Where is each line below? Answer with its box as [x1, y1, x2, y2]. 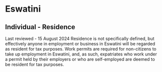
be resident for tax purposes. [5, 62, 64, 67]
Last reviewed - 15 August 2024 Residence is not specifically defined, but [5, 36, 155, 41]
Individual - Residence [5, 23, 75, 31]
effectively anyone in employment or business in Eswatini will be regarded [5, 41, 156, 47]
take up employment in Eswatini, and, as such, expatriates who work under [5, 51, 158, 57]
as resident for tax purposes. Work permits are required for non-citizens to [5, 46, 157, 52]
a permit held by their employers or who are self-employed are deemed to [5, 56, 155, 62]
